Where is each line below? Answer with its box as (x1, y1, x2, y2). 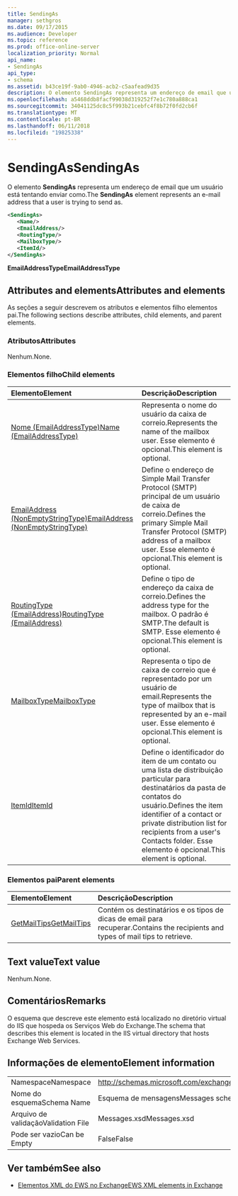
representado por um (141, 674, 212, 684)
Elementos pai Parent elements (7, 874, 115, 884)
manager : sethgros (7, 17, 62, 24)
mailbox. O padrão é (141, 609, 209, 619)
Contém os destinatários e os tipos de (98, 905, 225, 915)
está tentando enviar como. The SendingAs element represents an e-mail (7, 191, 221, 199)
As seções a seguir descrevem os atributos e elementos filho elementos (7, 303, 218, 312)
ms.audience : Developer (7, 30, 78, 38)
